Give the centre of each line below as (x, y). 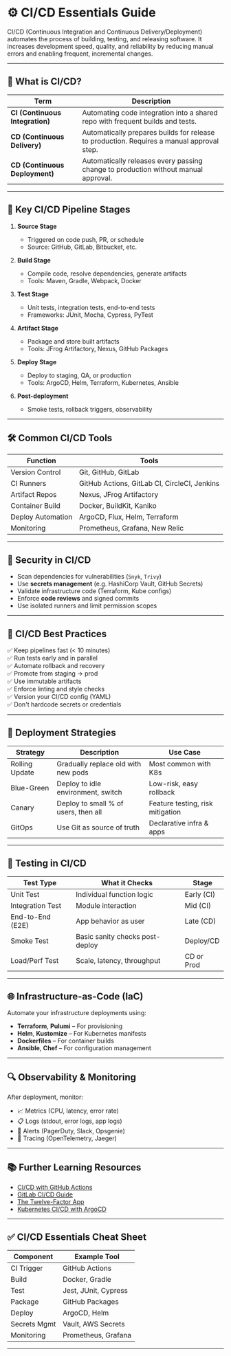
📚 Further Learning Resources (74, 1167)
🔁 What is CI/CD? (44, 81)
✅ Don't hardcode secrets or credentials (64, 704)
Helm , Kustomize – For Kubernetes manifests (81, 1034)
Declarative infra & (179, 823)
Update (22, 773)
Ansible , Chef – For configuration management (84, 1048)
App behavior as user (110, 921)
